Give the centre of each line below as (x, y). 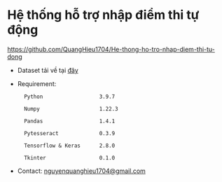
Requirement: (37, 83)
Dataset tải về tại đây (48, 70)
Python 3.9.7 (70, 97)
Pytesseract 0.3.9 (70, 133)
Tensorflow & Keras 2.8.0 (70, 146)
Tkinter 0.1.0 (70, 157)
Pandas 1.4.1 (70, 121)
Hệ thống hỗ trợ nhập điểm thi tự (103, 15)
